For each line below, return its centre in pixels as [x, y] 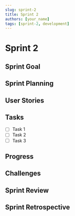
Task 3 [19, 140]
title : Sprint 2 [22, 14]
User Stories [25, 100]
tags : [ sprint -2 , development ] [37, 24]
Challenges [23, 173]
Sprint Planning [29, 83]
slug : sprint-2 [21, 10]
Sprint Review [27, 190]
